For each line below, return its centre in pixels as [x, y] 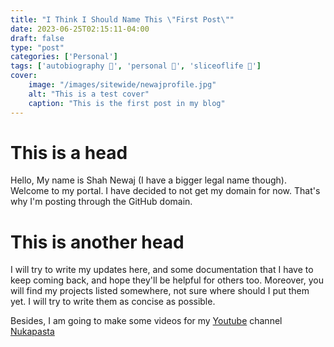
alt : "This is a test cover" [89, 94]
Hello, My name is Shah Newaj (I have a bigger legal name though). [148, 180]
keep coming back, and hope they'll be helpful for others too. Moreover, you [167, 280]
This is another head [97, 242]
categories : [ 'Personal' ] [64, 57]
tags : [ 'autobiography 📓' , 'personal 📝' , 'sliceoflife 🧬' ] [136, 66]
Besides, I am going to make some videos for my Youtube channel [146, 321]
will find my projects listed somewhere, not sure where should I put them [160, 291]
